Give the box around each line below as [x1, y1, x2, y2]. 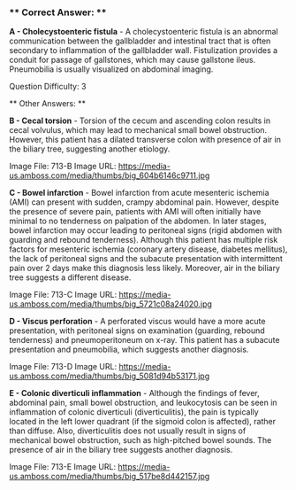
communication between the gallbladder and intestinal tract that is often [9, 35, 271, 46]
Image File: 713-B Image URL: [9, 161, 117, 172]
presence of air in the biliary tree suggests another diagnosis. [9, 445, 233, 455]
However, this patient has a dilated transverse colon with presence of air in [9, 135, 281, 145]
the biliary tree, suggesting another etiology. [9, 144, 171, 154]
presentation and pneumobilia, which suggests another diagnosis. [9, 344, 249, 355]
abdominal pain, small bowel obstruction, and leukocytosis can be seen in [9, 397, 277, 408]
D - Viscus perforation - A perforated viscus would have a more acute [9, 316, 266, 327]
